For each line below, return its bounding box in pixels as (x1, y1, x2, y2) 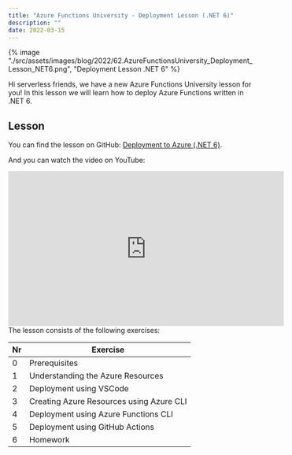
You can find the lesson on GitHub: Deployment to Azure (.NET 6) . (8, 140, 223, 150)
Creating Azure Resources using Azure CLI (28, 396, 187, 407)
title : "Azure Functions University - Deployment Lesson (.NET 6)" (8, 11, 235, 20)
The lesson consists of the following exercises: (8, 326, 160, 335)
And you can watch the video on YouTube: (8, 155, 146, 165)
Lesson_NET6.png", (8, 65, 72, 74)
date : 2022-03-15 (8, 26, 65, 34)
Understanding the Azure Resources (28, 371, 164, 382)
